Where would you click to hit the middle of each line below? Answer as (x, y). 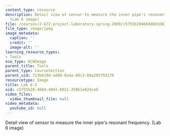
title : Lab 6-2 (21, 85)
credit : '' (21, 43)
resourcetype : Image (27, 80)
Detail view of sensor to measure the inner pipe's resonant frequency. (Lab (83, 122)
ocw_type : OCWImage (26, 61)
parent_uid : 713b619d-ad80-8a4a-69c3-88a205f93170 (60, 76)
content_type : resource (30, 10)
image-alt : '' (25, 47)
